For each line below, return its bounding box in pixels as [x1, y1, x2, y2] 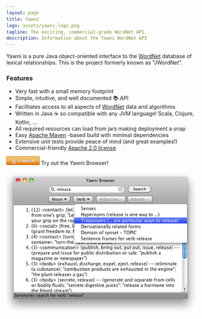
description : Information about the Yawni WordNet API [6, 35, 148, 42]
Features [6, 74, 33, 83]
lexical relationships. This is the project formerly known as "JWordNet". [6, 59, 183, 66]
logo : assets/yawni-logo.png [6, 22, 80, 28]
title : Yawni [6, 16, 39, 22]
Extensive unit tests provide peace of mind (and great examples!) [15, 138, 178, 145]
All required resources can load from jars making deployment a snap [15, 125, 186, 132]
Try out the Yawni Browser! [41, 159, 109, 167]
